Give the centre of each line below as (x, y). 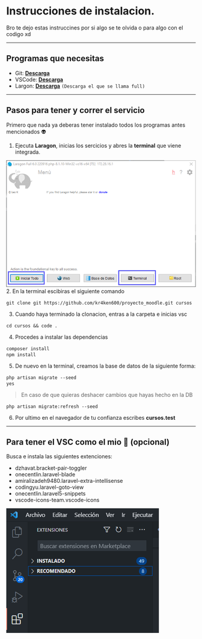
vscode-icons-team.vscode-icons (57, 500)
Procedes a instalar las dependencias (61, 337)
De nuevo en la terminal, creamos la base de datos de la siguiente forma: (105, 366)
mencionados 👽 (26, 132)
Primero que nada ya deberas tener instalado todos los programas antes (96, 125)
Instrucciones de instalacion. (81, 11)
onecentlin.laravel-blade (45, 474)
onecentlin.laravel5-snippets (50, 494)
